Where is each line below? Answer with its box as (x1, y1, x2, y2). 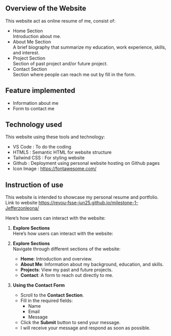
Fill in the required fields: (20, 297, 73, 304)
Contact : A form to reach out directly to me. (20, 272, 113, 278)
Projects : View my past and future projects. (20, 267, 113, 273)
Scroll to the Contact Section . (20, 292, 84, 298)
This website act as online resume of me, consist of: (5, 17, 116, 24)
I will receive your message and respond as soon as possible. (20, 325, 150, 331)
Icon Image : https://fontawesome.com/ (12, 165, 97, 172)
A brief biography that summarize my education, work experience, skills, (12, 44, 166, 50)
